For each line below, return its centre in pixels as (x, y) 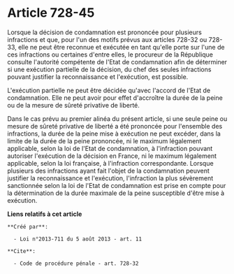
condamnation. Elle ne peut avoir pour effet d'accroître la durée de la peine (115, 98)
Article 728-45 (51, 13)
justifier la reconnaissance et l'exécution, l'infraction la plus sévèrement (110, 178)
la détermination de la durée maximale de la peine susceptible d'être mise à (116, 193)
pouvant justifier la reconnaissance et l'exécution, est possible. (98, 77)
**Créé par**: (28, 226)
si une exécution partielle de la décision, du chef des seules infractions (109, 69)
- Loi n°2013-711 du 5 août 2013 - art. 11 (78, 239)
